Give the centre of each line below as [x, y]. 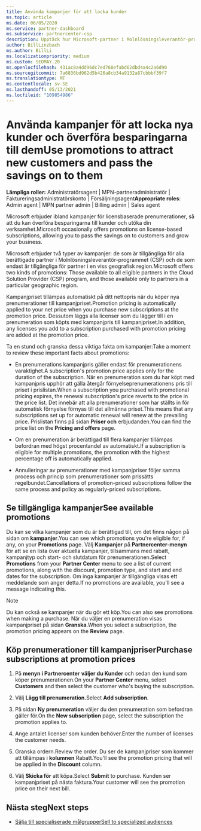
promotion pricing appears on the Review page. [65, 631]
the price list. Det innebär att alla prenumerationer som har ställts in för [102, 402]
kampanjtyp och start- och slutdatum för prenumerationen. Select [86, 557]
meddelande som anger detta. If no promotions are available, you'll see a [95, 582]
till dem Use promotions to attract [90, 150]
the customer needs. [40, 740]
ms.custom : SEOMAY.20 [33, 62]
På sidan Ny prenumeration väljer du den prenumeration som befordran [104, 710]
